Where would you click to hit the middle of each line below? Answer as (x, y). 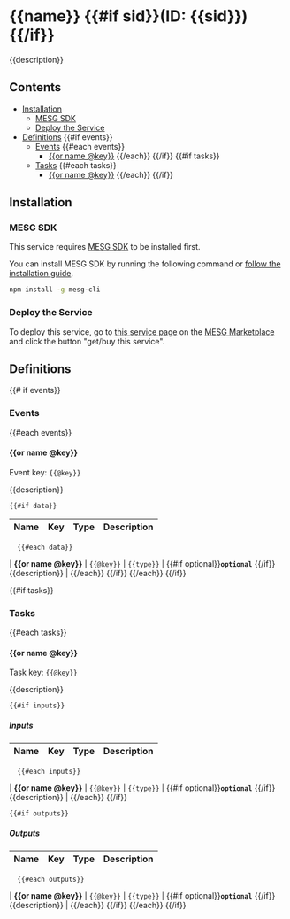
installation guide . (41, 274)
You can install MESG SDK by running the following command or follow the (145, 264)
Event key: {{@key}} (45, 472)
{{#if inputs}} (37, 706)
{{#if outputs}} (39, 814)
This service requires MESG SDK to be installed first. (105, 247)
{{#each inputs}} (49, 772)
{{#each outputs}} (51, 880)
